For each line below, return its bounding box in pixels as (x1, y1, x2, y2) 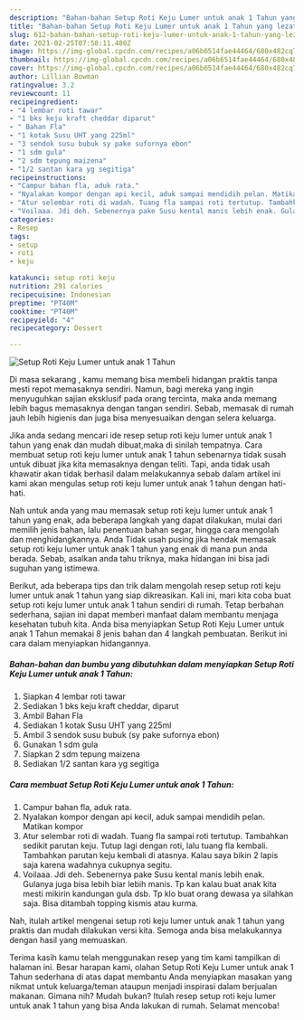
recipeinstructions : (9, 173, 88, 182)
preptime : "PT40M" (9, 298, 79, 307)
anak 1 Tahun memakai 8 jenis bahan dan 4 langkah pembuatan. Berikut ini (9, 628, 288, 639)
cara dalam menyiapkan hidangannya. (9, 638, 151, 649)
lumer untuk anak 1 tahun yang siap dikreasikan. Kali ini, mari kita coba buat (9, 590, 291, 601)
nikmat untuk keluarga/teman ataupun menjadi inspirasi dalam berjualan (9, 981, 278, 992)
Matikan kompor (22, 821, 84, 832)
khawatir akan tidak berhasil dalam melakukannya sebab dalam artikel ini (9, 468, 281, 479)
